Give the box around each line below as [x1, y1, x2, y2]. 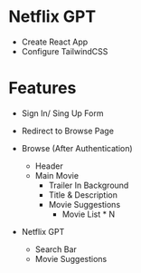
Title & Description [48, 189, 118, 200]
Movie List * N [61, 209, 116, 219]
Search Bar [34, 243, 78, 255]
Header [34, 161, 64, 171]
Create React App [21, 36, 89, 47]
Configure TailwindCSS [21, 45, 108, 56]
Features [8, 78, 77, 99]
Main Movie [34, 170, 79, 180]
